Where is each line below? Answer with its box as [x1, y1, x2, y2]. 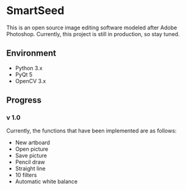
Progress [6, 95, 41, 106]
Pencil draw [15, 158, 45, 166]
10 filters [15, 172, 37, 179]
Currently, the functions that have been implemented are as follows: [6, 127, 177, 134]
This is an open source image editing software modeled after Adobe [6, 24, 177, 31]
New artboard [15, 139, 51, 147]
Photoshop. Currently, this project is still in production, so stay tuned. [6, 30, 180, 37]
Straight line [15, 165, 46, 172]
